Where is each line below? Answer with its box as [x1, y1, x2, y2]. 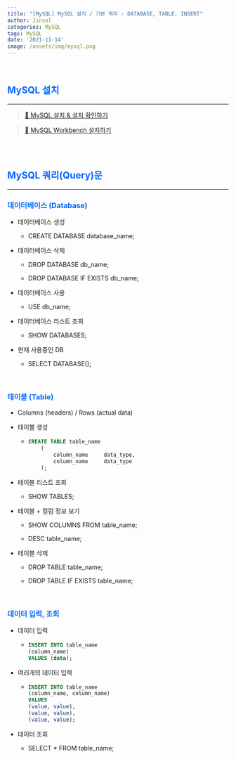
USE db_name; [27, 302, 72, 311]
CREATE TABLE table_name [27, 439, 101, 446]
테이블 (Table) [7, 391, 54, 401]
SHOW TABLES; [27, 492, 74, 500]
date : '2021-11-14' [7, 37, 65, 44]
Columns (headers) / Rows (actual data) [17, 408, 133, 417]
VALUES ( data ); [27, 654, 72, 661]
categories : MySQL [7, 23, 61, 30]
